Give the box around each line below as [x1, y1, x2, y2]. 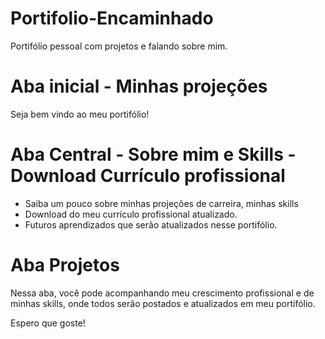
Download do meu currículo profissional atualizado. [24, 208, 238, 220]
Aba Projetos [10, 254, 120, 276]
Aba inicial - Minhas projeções [10, 75, 268, 98]
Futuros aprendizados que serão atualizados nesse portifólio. [24, 218, 278, 231]
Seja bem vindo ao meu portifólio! [10, 108, 150, 120]
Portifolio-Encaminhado [10, 7, 214, 30]
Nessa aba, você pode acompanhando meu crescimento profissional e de [10, 287, 315, 299]
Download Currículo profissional [10, 165, 286, 187]
